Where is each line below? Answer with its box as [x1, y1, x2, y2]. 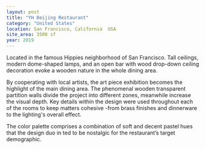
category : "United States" [6, 20, 75, 26]
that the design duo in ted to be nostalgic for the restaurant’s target [6, 129, 176, 136]
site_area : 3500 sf [6, 32, 56, 38]
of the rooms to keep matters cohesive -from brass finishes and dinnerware [6, 105, 198, 111]
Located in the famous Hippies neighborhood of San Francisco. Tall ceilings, [6, 54, 199, 61]
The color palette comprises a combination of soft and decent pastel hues [6, 123, 193, 130]
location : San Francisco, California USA [6, 26, 116, 32]
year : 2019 [6, 37, 34, 43]
